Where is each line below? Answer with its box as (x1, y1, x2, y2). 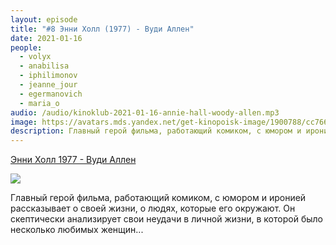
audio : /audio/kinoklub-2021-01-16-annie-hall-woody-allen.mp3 (10, 107, 280, 118)
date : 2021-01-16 (10, 33, 83, 43)
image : (10, 117, 38, 127)
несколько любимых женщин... (10, 224, 144, 236)
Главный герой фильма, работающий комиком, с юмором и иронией (10, 192, 307, 204)
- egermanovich (19, 89, 83, 99)
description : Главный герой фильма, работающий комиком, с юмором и (10, 126, 302, 136)
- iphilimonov (19, 71, 78, 81)
